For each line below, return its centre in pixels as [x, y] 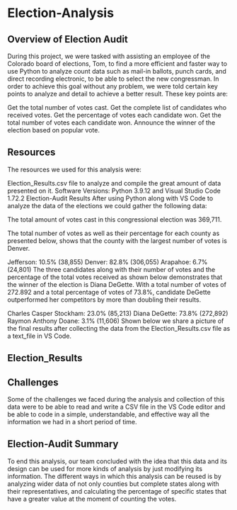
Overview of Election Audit [68, 39]
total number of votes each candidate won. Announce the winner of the [111, 123]
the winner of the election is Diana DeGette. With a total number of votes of [117, 284]
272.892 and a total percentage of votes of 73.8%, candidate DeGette [109, 292]
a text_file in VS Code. [40, 336]
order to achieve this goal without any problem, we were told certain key [112, 86]
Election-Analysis [61, 13]
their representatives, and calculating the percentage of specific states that [117, 491]
